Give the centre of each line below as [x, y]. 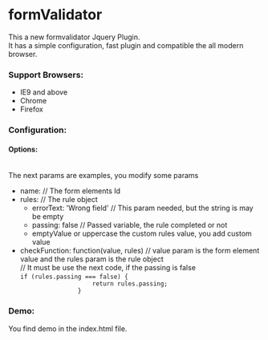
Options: [23, 149]
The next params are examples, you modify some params [104, 176]
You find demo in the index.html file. [68, 328]
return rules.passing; [130, 284]
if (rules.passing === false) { [74, 277]
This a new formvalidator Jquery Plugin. [74, 37]
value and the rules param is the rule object [91, 259]
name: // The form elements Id [70, 191]
